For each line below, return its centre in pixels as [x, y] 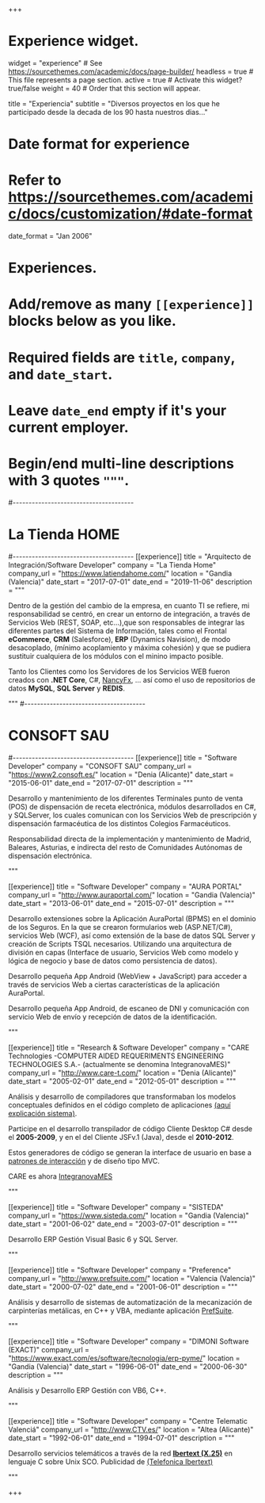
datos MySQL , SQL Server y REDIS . [66, 688]
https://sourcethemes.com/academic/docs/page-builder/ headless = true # [131, 71]
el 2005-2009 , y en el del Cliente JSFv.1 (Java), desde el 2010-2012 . [121, 1137]
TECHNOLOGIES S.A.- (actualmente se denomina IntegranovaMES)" [119, 1064]
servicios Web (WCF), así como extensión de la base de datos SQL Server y [132, 935]
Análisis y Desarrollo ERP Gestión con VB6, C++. [87, 1390]
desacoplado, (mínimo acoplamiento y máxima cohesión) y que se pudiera [129, 648]
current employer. [68, 427]
